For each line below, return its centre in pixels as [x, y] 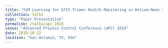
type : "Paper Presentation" [34, 19]
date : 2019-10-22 [23, 33]
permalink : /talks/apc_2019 [34, 24]
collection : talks [24, 14]
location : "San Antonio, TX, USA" [41, 38]
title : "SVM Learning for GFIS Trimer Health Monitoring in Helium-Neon [82, 10]
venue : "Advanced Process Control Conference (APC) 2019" [67, 28]
